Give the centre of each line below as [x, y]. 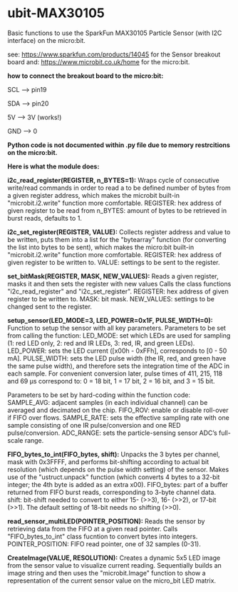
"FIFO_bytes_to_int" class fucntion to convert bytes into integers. [103, 536]
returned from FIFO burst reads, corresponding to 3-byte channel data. [112, 492]
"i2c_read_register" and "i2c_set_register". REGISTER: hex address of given [118, 291]
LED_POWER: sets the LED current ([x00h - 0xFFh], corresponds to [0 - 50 [117, 351]
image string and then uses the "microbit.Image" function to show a [107, 573]
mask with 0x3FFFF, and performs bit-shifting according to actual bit [108, 461]
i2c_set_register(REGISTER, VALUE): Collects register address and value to [119, 232]
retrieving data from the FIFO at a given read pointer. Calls [93, 528]
